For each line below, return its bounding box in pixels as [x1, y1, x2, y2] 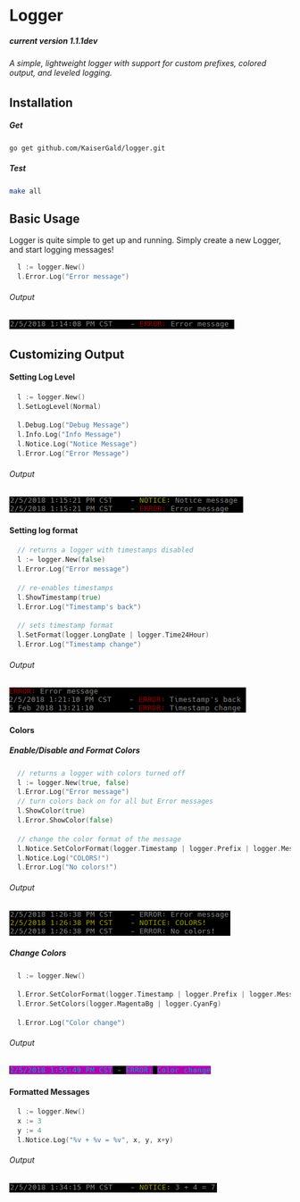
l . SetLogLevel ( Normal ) [17, 402, 102, 411]
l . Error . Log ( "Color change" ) [17, 1018, 126, 1027]
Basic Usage [9, 211, 80, 226]
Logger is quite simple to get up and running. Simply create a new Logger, [9, 235, 281, 246]
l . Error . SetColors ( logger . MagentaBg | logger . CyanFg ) [17, 999, 221, 1009]
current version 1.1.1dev [9, 35, 98, 46]
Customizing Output [9, 346, 125, 362]
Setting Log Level [9, 371, 76, 382]
